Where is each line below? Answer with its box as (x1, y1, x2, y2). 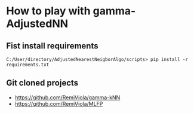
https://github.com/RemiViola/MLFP (14, 100, 103, 107)
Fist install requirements (6, 41, 98, 51)
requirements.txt (6, 62, 50, 68)
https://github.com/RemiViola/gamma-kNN (14, 94, 121, 101)
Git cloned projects (6, 78, 79, 88)
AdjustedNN (6, 17, 69, 30)
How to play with (6, 4, 91, 18)
